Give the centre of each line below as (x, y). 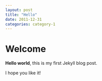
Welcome (26, 49)
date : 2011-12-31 (24, 19)
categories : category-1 (30, 24)
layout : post (19, 10)
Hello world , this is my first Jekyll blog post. (51, 63)
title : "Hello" (21, 15)
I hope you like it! (23, 73)
